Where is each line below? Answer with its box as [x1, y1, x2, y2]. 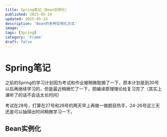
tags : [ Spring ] [5, 30, 37, 35]
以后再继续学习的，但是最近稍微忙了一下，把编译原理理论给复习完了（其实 [5, 86, 158, 91]
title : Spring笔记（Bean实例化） [5, 7, 69, 12]
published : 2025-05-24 [5, 12, 52, 17]
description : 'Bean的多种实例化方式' [5, 21, 78, 26]
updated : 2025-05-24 [5, 16, 48, 21]
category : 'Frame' [5, 35, 43, 40]
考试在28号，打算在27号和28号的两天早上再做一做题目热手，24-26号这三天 [5, 102, 160, 108]
